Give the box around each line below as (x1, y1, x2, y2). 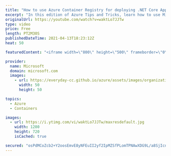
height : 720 (14, 129, 40, 135)
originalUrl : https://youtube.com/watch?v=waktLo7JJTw (5, 17, 124, 22)
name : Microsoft (10, 64, 44, 69)
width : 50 (18, 82, 40, 88)
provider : (5, 59, 26, 64)
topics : (5, 96, 22, 102)
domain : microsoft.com (10, 68, 58, 74)
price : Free (5, 26, 31, 32)
